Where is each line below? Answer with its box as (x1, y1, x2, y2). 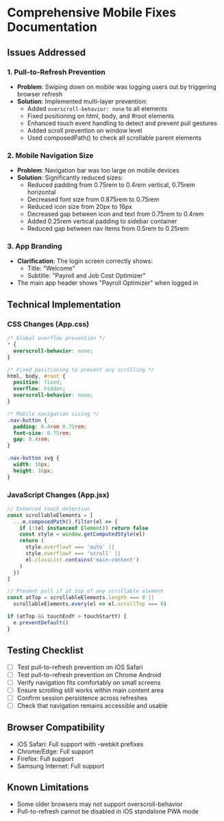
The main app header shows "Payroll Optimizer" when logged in (16, 279, 199, 287)
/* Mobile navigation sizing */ (7, 410, 99, 417)
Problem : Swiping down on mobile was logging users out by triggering (16, 82, 217, 90)
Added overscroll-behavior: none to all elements (27, 104, 168, 112)
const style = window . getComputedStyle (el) (19, 531, 146, 538)
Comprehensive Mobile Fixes (7, 5, 177, 21)
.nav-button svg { (7, 455, 60, 462)
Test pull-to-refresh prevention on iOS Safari (16, 663, 143, 671)
